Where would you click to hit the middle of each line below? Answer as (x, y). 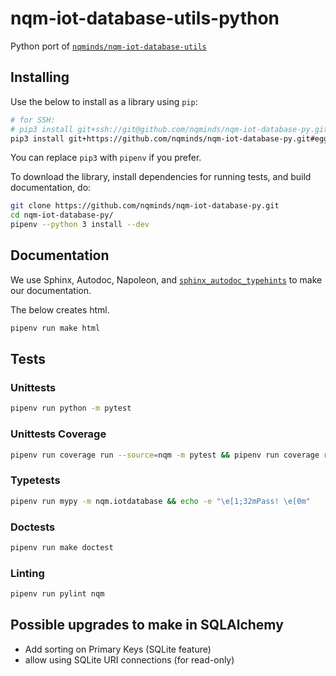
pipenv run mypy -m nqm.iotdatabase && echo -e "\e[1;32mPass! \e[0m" (160, 501)
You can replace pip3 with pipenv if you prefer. (106, 158)
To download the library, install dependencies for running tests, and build (161, 177)
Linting (27, 573)
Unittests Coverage (58, 434)
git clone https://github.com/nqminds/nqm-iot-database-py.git (145, 206)
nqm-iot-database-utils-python (145, 18)
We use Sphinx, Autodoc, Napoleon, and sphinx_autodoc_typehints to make (166, 279)
